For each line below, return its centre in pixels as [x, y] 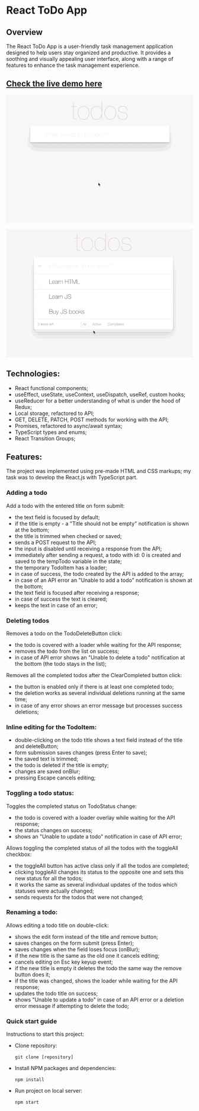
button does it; [32, 974]
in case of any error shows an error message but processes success [98, 706]
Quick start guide [32, 1021]
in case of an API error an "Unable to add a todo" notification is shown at [103, 580]
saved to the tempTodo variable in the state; [68, 561]
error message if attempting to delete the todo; [72, 1006]
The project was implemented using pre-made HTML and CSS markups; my [99, 471]
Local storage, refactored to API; [54, 413]
